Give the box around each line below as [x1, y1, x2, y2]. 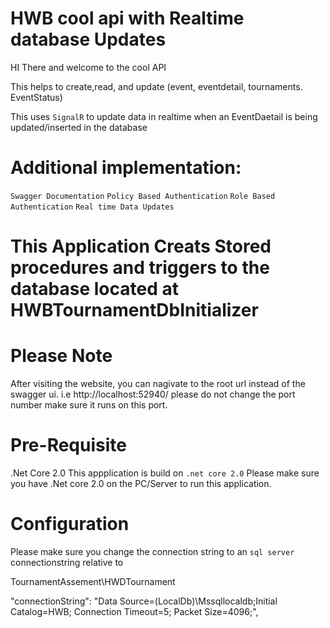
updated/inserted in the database [10, 121, 148, 133]
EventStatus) [10, 91, 63, 103]
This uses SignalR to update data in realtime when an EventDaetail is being [10, 110, 318, 122]
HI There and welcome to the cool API [10, 61, 167, 73]
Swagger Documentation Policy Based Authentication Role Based [10, 191, 276, 201]
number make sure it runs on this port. [10, 399, 168, 411]
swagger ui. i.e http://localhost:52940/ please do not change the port [10, 388, 296, 400]
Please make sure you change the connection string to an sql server [10, 545, 295, 557]
